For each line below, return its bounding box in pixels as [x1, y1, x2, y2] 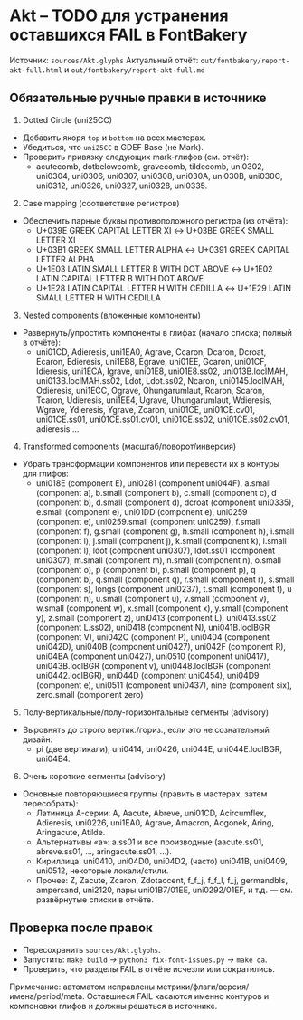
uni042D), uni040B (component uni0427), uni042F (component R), [35, 641, 287, 652]
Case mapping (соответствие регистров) [22, 197, 180, 208]
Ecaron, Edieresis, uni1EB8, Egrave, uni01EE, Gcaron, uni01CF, [35, 356, 267, 367]
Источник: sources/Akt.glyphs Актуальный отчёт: [9, 54, 199, 65]
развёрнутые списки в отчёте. [35, 893, 154, 905]
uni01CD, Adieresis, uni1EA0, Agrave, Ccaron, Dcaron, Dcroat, [35, 346, 267, 357]
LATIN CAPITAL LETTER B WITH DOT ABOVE [35, 272, 204, 283]
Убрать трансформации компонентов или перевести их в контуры [22, 458, 280, 469]
